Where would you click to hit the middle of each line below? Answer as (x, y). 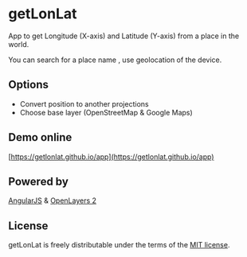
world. (19, 44)
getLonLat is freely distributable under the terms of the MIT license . (119, 245)
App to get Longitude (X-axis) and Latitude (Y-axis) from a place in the (124, 36)
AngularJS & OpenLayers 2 (53, 201)
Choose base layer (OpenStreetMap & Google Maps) (106, 112)
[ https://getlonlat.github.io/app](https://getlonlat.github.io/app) (111, 157)
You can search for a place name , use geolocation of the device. (115, 60)
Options (29, 85)
